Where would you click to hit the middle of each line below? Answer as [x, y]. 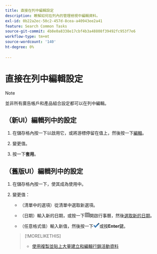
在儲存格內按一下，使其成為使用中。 [49, 184]
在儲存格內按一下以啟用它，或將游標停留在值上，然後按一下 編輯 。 [79, 133]
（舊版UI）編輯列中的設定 [44, 171]
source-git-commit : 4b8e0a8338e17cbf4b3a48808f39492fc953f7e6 [70, 31]
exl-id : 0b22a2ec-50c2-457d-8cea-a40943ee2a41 [54, 21]
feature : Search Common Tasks [36, 26]
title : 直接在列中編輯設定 [30, 10]
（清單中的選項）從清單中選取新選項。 [59, 205]
